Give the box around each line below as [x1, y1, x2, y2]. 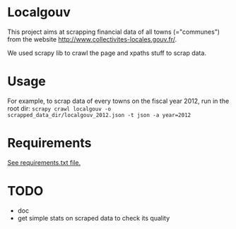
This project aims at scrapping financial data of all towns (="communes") [7, 27, 220, 36]
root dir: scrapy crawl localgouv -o [7, 104, 112, 113]
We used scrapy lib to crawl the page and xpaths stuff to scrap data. [7, 49, 207, 57]
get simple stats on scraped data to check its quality [17, 213, 170, 222]
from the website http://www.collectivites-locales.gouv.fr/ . [7, 35, 177, 43]
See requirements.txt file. [7, 158, 81, 166]
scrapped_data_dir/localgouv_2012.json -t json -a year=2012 [7, 111, 191, 118]
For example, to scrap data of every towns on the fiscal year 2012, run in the [7, 97, 230, 105]
